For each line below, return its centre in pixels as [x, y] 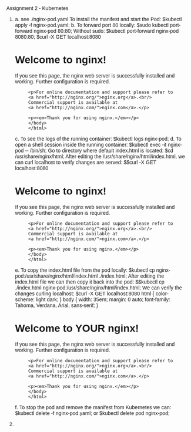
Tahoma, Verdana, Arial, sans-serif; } [57, 305]
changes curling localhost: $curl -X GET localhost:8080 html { [85, 293]
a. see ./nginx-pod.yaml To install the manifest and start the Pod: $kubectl [98, 19]
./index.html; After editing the [132, 276]
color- [162, 293]
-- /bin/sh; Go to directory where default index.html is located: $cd [99, 150]
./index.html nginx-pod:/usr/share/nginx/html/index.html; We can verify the [98, 288]
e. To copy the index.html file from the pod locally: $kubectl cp [85, 270]
